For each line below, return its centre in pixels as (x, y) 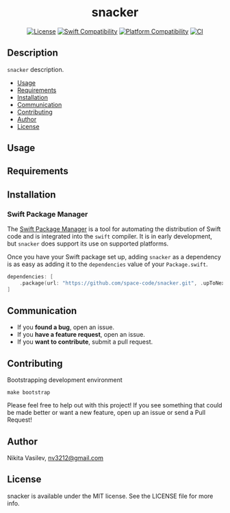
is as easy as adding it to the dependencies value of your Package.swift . (107, 264)
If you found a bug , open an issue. (66, 327)
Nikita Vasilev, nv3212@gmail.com (55, 458)
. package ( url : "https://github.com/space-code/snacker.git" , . (112, 283)
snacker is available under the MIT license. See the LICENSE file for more (110, 496)
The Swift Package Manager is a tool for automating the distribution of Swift (114, 229)
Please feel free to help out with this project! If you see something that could (115, 405)
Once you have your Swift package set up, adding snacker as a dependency (114, 257)
